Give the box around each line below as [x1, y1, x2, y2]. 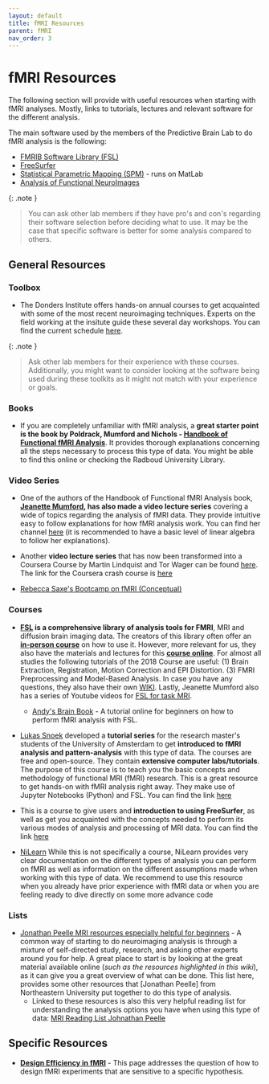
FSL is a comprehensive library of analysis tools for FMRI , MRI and [19, 622, 245, 632]
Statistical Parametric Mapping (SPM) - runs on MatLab [19, 170, 203, 179]
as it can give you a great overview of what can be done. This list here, [19, 971, 255, 980]
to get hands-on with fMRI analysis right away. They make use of [19, 781, 235, 792]
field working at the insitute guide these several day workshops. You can [19, 317, 261, 326]
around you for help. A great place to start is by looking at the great [19, 954, 243, 963]
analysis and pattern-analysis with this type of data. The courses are [19, 747, 252, 757]
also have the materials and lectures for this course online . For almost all [19, 648, 262, 657]
